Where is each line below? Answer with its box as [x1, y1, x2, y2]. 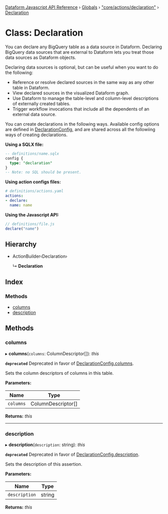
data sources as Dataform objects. [5, 54, 76, 60]
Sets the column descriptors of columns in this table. [5, 370, 114, 376]
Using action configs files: [5, 179, 61, 185]
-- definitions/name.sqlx [5, 151, 59, 156]
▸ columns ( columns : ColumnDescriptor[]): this [5, 350, 99, 356]
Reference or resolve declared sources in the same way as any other [12, 79, 154, 85]
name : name [9, 202, 32, 208]
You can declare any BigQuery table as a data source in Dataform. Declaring [5, 44, 162, 50]
